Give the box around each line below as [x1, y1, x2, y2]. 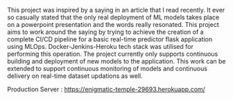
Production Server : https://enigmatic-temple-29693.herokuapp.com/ [7, 86, 206, 93]
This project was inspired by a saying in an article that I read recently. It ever [7, 6, 225, 14]
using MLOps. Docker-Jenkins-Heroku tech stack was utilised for [7, 43, 194, 50]
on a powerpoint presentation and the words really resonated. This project [7, 21, 220, 28]
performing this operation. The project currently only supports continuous [7, 50, 218, 58]
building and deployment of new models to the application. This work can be [7, 57, 226, 65]
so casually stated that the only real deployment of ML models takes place [7, 13, 220, 21]
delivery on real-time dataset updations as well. [7, 72, 144, 80]
